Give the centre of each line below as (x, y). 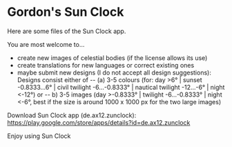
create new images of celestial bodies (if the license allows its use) (112, 58)
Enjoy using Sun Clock (39, 136)
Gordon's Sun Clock (66, 12)
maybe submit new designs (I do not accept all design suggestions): (114, 72)
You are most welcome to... (46, 44)
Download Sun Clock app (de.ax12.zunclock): (72, 115)
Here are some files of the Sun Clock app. (67, 31)
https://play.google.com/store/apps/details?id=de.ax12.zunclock (99, 122)
